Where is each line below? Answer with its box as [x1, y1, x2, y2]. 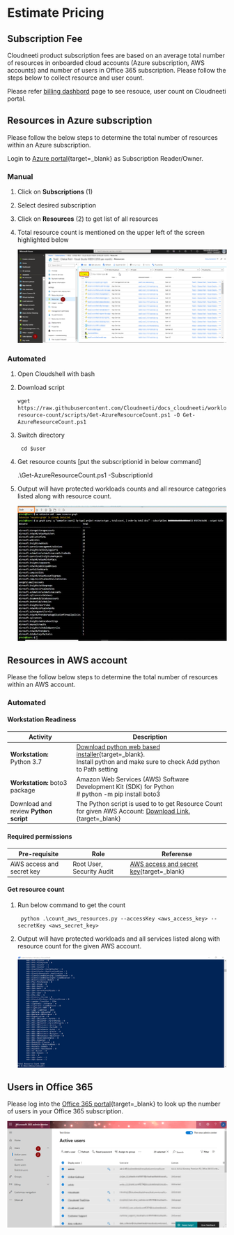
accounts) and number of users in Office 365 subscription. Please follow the [7, 66, 226, 74]
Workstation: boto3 [10, 779, 68, 787]
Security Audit [72, 867, 114, 876]
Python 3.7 [10, 758, 42, 766]
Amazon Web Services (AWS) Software [76, 774, 189, 783]
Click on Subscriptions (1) [17, 187, 93, 196]
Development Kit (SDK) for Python [76, 782, 175, 790]
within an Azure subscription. [7, 140, 91, 149]
